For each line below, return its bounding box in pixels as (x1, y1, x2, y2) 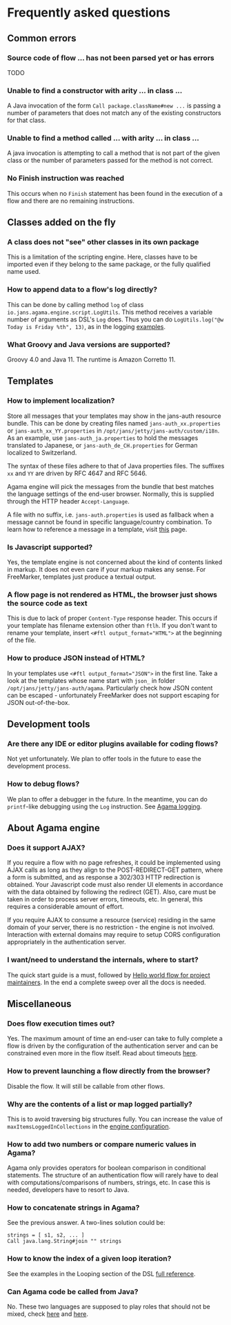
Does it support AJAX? (7, 843, 86, 853)
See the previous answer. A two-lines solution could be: (7, 1219, 165, 1227)
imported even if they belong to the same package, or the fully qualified (7, 260, 211, 268)
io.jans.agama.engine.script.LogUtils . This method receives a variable (7, 308, 212, 316)
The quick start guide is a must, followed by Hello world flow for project (7, 970, 210, 979)
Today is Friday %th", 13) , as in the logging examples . (7, 322, 166, 330)
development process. (7, 762, 71, 770)
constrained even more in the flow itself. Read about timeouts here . (7, 1049, 198, 1057)
